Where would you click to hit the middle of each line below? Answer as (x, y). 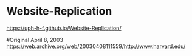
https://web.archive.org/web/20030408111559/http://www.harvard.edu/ (96, 46)
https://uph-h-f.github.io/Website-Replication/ (64, 28)
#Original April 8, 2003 (35, 40)
